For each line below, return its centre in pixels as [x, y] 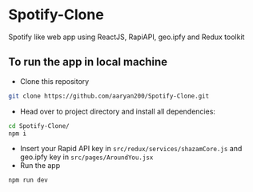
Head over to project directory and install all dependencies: [118, 111]
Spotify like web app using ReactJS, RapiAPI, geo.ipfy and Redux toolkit [127, 37]
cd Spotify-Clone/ [39, 126]
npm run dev [28, 180]
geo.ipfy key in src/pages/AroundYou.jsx [86, 157]
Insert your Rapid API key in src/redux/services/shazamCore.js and [131, 149]
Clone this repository [54, 81]
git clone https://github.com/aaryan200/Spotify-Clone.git [109, 96]
